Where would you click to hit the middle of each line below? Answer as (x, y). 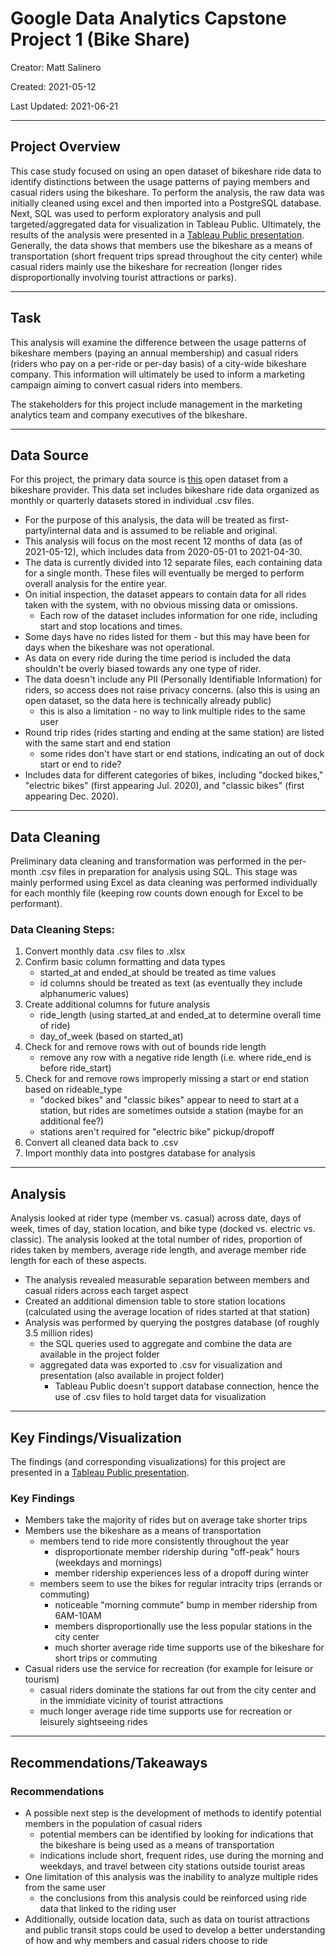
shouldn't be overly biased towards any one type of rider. (143, 669)
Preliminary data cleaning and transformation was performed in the (148, 861)
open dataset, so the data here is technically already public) (148, 701)
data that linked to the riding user (108, 1909)
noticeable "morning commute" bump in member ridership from (186, 1605)
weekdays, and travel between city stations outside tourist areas (172, 1866)
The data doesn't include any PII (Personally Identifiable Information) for (173, 679)
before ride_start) (75, 1068)
